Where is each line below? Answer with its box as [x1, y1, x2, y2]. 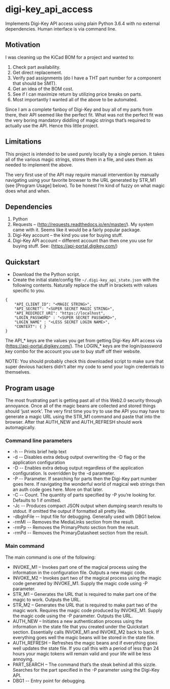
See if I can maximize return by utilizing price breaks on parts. [12, 91, 143, 97]
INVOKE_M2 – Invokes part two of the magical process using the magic [12, 574, 161, 581]
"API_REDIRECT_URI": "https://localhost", [14, 311, 106, 316]
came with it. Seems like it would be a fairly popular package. [12, 227, 141, 233]
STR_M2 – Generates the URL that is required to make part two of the [12, 602, 157, 608]
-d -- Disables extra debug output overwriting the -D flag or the [12, 454, 146, 460]
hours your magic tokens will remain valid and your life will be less [12, 650, 151, 656]
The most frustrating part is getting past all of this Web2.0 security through [5, 397, 162, 403]
